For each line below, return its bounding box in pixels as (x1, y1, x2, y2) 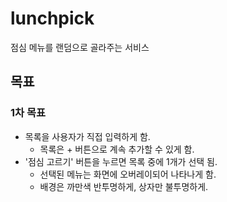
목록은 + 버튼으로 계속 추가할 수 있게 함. (39, 143, 195, 155)
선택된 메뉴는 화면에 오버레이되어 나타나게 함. (39, 168, 217, 180)
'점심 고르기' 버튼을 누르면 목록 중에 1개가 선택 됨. (24, 155, 218, 167)
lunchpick (10, 7, 95, 30)
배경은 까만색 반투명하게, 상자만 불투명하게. (39, 180, 209, 192)
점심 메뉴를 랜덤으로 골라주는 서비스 (10, 41, 150, 53)
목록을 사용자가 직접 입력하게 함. (24, 130, 151, 142)
